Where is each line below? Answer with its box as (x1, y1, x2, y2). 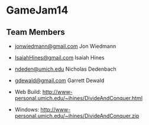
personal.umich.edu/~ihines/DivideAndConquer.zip (14, 113, 140, 119)
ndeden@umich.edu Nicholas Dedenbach (14, 65, 116, 73)
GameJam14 (6, 4, 69, 17)
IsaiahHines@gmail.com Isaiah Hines (14, 54, 105, 61)
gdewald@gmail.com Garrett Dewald (14, 77, 105, 84)
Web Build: (14, 88, 41, 95)
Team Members (6, 27, 65, 37)
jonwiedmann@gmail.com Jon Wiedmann (14, 42, 116, 50)
